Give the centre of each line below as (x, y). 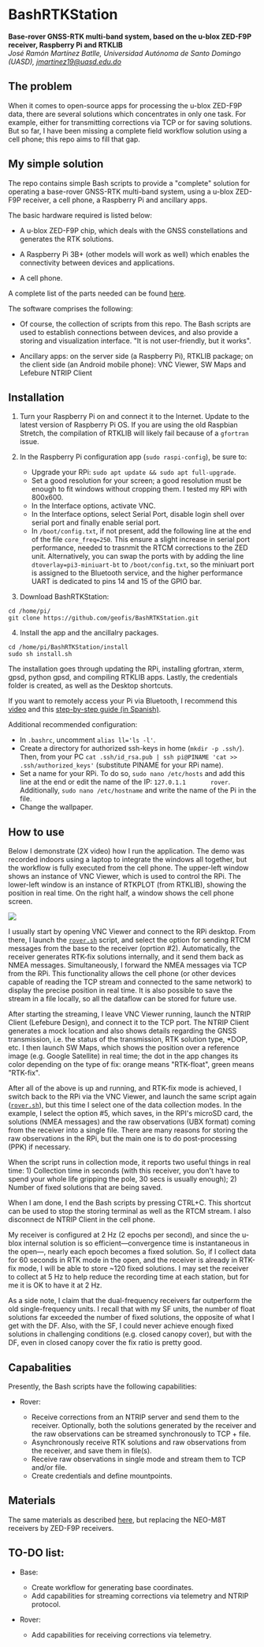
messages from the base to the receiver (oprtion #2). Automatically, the (124, 948)
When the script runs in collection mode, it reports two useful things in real (129, 1163)
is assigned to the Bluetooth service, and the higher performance (137, 573)
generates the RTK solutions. (67, 239)
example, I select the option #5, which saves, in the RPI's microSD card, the (131, 1114)
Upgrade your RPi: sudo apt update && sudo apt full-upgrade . (134, 473)
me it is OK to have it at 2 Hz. (55, 1285)
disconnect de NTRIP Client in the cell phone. (82, 1219)
